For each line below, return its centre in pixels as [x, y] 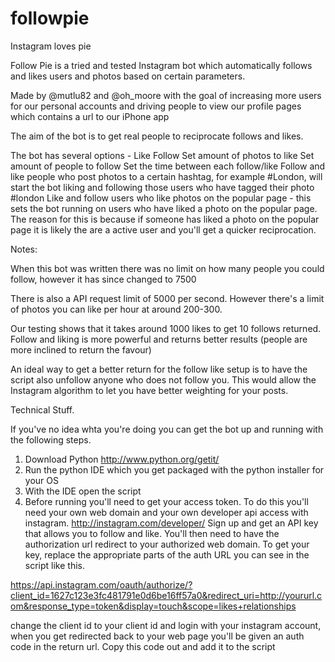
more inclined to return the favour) [81, 349]
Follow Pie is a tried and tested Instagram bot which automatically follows [161, 65]
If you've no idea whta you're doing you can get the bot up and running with [167, 429]
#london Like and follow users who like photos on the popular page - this [161, 198]
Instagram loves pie [51, 46]
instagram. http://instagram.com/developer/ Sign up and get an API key [171, 523]
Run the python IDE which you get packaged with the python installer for [174, 469]
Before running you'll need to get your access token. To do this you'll [166, 501]
